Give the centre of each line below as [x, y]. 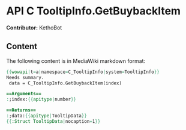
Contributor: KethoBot [34, 28]
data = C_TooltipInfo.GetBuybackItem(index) [65, 83]
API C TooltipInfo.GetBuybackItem [94, 11]
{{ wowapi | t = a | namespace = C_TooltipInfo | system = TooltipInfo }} [83, 72]
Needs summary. [25, 77]
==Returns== [21, 110]
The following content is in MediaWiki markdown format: [76, 61]
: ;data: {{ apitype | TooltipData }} [46, 116]
